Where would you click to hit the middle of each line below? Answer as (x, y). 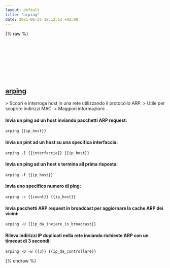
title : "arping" (22, 15)
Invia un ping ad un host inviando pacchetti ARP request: (66, 120)
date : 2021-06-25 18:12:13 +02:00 (42, 19)
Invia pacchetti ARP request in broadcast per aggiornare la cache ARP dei (84, 208)
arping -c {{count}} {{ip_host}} (41, 197)
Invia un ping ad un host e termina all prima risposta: (62, 164)
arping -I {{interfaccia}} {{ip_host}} (47, 153)
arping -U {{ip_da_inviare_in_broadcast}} (51, 224)
